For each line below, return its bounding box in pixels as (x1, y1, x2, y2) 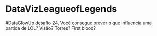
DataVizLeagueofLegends (5, 3, 117, 15)
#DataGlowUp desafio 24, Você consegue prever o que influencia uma (5, 20, 152, 26)
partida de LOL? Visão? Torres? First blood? (5, 25, 96, 31)
